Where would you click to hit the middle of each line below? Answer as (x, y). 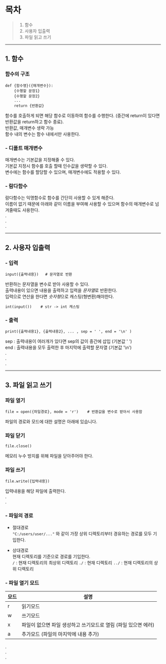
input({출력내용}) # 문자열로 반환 (39, 274)
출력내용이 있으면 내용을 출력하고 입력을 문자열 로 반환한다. (61, 290)
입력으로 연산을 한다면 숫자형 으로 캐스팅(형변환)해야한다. (60, 296)
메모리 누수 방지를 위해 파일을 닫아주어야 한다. (49, 456)
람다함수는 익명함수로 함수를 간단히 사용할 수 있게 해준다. (60, 198)
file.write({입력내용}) (27, 481)
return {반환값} (29, 106)
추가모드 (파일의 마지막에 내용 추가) (60, 634)
